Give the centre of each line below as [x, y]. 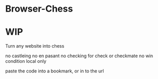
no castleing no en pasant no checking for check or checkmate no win [79, 56]
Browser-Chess [39, 9]
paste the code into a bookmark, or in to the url [55, 71]
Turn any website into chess [35, 46]
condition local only [26, 61]
